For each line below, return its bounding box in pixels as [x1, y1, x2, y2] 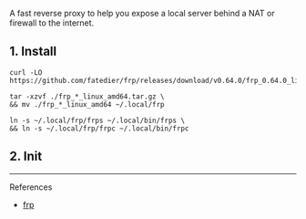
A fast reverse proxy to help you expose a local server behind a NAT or [9, 8, 275, 18]
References [9, 182, 53, 193]
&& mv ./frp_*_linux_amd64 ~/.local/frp [9, 99, 166, 109]
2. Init [9, 149, 43, 164]
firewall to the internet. [9, 17, 95, 28]
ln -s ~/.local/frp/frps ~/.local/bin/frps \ [9, 116, 185, 125]
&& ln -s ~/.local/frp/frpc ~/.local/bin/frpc [9, 123, 189, 133]
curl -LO [9, 68, 43, 77]
